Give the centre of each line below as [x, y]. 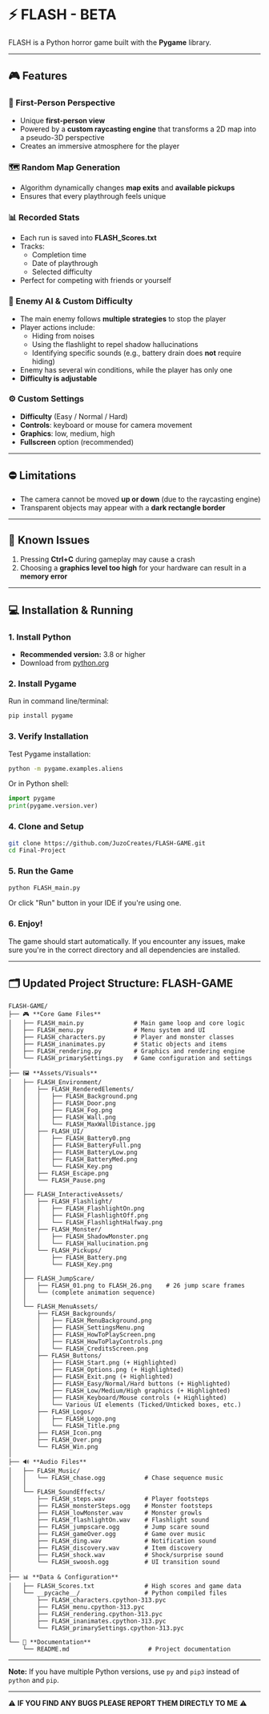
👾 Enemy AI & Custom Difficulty [71, 301]
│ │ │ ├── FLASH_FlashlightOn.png [77, 1208]
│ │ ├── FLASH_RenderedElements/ [71, 1089]
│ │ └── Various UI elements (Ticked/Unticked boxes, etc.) [125, 1405]
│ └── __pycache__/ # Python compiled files [118, 1593]
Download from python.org [64, 663]
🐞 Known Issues [49, 540]
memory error [44, 576]
